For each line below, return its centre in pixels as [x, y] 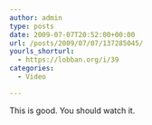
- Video [32, 77]
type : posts [32, 26]
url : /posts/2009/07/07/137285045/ [76, 43]
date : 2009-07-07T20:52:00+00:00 [72, 34]
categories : [32, 69]
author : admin [36, 18]
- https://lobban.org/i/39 [68, 60]
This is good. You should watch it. [72, 111]
